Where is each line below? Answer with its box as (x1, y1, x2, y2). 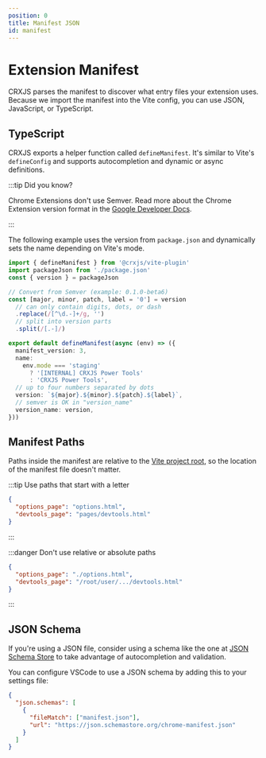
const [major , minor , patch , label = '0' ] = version (8, 295, 187, 303)
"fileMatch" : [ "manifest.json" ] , (29, 713, 141, 721)
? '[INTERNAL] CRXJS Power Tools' (29, 369, 145, 377)
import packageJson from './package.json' (8, 266, 151, 274)
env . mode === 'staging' (22, 361, 102, 370)
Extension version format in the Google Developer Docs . (8, 204, 192, 214)
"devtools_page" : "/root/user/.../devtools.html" (15, 577, 183, 585)
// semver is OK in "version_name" (15, 398, 133, 406)
